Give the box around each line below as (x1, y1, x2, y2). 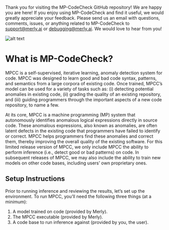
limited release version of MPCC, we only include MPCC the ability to (5, 144, 149, 150)
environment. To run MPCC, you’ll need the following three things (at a (5, 193, 152, 199)
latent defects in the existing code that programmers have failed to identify (5, 128, 160, 134)
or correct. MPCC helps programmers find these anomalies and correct (5, 133, 154, 139)
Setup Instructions (5, 175, 65, 183)
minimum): (5, 199, 28, 205)
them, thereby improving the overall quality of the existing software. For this (5, 138, 163, 144)
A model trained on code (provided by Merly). (12, 208, 108, 214)
